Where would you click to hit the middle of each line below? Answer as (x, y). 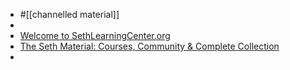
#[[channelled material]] (69, 14)
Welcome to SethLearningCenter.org (95, 35)
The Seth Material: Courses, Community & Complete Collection (149, 46)
